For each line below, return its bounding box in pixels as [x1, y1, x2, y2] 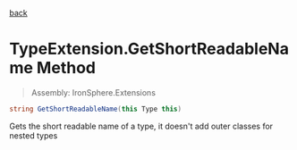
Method [36, 58, 97, 79]
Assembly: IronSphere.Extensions [30, 87, 157, 97]
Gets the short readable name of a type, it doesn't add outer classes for [9, 121, 274, 131]
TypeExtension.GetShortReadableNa [9, 39, 289, 59]
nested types [9, 129, 58, 141]
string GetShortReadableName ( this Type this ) [9, 104, 182, 113]
